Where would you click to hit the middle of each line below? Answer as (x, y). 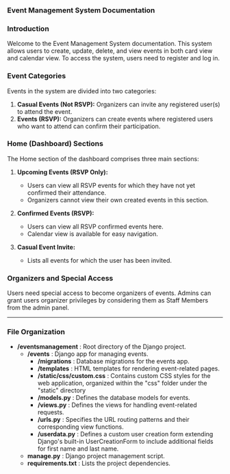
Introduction (28, 28)
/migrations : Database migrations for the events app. (113, 362)
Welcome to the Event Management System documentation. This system (110, 44)
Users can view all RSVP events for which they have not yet (111, 185)
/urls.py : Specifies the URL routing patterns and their (113, 420)
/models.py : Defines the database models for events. (114, 398)
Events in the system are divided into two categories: (82, 91)
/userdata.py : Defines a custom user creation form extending (125, 434)
